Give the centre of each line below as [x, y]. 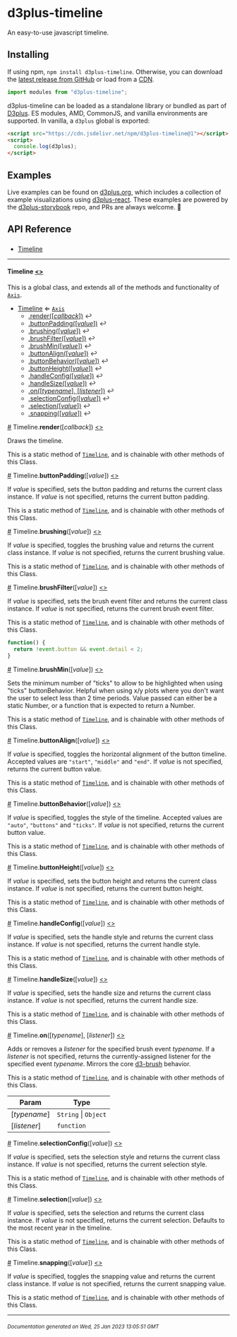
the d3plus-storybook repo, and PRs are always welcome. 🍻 [95, 207]
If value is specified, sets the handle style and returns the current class [110, 936]
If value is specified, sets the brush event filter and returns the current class [117, 601]
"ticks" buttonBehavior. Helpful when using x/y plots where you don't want [116, 690]
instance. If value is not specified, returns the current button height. [106, 888]
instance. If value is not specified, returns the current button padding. [108, 496]
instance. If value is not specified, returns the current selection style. [107, 1164]
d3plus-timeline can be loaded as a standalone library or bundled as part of [117, 105]
